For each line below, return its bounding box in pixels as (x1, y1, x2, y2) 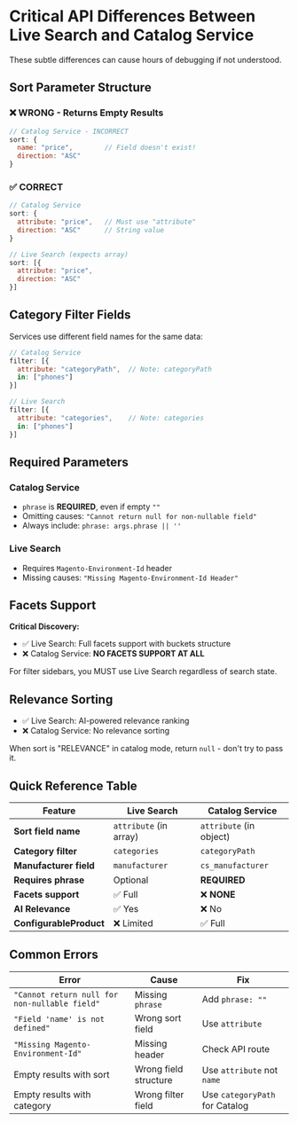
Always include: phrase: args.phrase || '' (21, 521, 182, 531)
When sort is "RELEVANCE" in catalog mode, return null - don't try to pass (9, 743, 284, 754)
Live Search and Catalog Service (9, 25, 255, 45)
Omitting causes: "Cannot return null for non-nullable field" (21, 511, 257, 522)
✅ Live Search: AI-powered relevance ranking (21, 716, 190, 726)
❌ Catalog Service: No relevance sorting (21, 726, 170, 736)
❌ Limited (113, 917, 153, 930)
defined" (13, 1023, 51, 1033)
